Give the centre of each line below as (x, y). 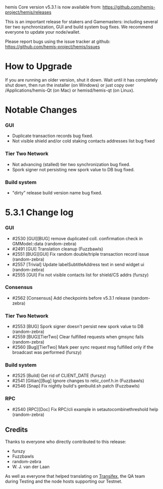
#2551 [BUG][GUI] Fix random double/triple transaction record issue (81, 254)
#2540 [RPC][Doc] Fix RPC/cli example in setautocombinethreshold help (85, 409)
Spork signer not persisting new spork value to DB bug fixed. (73, 169)
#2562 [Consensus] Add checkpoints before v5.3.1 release (71, 298)
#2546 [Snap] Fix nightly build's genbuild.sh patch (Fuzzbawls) (76, 386)
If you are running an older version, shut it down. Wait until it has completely (81, 80)
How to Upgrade (39, 67)
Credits (17, 430)
